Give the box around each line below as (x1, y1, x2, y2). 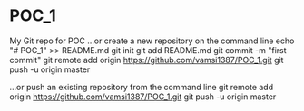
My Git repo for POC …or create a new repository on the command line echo (9, 35, 295, 46)
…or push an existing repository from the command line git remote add (9, 81, 274, 92)
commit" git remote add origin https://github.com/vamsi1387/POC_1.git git (9, 54, 284, 65)
